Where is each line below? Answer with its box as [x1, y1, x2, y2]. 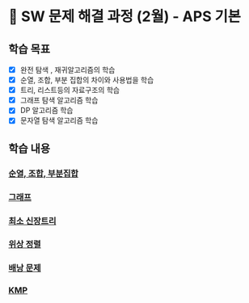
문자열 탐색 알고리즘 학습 [19, 116, 99, 125]
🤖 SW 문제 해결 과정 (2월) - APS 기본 [8, 7, 241, 26]
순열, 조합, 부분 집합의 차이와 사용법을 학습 [19, 75, 154, 85]
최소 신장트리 [8, 215, 57, 226]
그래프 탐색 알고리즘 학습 [19, 95, 99, 105]
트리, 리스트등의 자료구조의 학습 [19, 86, 120, 95]
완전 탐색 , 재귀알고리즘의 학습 [19, 65, 116, 74]
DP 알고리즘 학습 [19, 106, 74, 116]
